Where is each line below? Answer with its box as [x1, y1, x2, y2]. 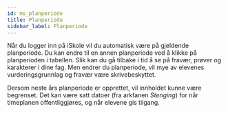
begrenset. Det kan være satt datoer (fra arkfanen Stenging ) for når [7, 91, 198, 99]
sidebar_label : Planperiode [7, 23, 88, 29]
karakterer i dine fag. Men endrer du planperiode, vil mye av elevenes [7, 63, 205, 72]
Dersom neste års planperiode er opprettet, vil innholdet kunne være [7, 84, 202, 92]
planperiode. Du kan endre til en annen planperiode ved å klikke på [7, 49, 198, 57]
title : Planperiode [7, 16, 63, 23]
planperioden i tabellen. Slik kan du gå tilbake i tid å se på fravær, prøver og [7, 56, 222, 64]
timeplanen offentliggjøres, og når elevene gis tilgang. [7, 99, 160, 107]
